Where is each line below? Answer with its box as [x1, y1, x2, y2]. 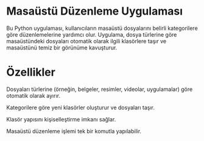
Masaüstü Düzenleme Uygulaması [6, 4, 183, 18]
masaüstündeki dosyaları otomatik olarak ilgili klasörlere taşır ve [6, 37, 166, 45]
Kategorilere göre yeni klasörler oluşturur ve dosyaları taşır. [6, 104, 155, 111]
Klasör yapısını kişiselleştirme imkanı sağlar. [6, 115, 116, 123]
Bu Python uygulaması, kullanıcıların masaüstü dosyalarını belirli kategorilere [6, 24, 198, 32]
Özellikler [6, 65, 56, 79]
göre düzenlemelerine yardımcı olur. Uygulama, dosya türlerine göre [6, 31, 177, 38]
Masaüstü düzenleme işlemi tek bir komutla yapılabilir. [6, 127, 142, 135]
